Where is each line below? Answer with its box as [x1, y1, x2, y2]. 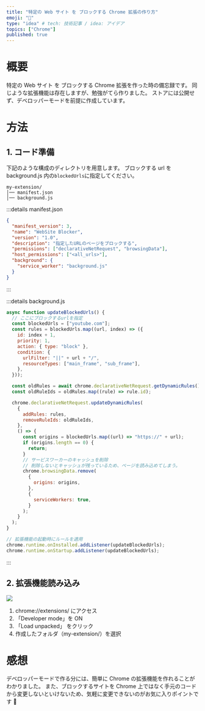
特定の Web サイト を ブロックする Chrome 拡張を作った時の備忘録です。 [6, 82, 191, 89]
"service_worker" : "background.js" [17, 263, 108, 270]
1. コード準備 [6, 146, 55, 157]
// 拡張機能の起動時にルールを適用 [6, 536, 83, 542]
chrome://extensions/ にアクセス [15, 607, 98, 614]
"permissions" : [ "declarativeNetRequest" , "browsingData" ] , [12, 246, 168, 252]
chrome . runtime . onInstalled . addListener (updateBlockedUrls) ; [6, 542, 165, 548]
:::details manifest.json [6, 206, 63, 213]
